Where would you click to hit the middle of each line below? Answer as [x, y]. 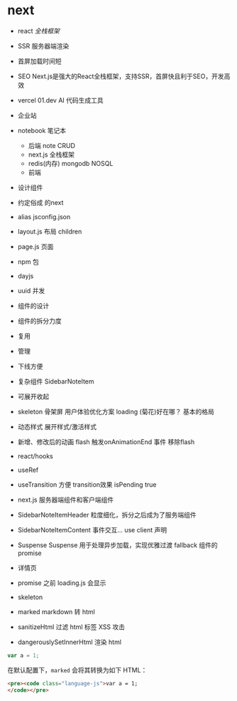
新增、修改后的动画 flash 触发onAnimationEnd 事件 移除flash [106, 442]
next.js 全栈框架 [51, 154]
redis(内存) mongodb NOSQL [71, 163]
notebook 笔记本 [42, 130]
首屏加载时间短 [39, 61]
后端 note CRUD [52, 145]
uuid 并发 [31, 290]
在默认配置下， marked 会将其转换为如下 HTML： [77, 670]
